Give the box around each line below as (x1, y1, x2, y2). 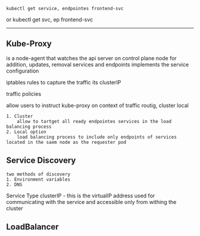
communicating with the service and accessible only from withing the (6, 198, 177, 205)
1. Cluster (6, 113, 33, 119)
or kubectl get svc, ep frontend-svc (6, 16, 93, 23)
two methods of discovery (6, 171, 70, 177)
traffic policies (6, 90, 42, 97)
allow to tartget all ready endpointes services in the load (17, 118, 171, 124)
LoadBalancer (6, 222, 59, 232)
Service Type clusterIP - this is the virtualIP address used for (6, 192, 155, 199)
